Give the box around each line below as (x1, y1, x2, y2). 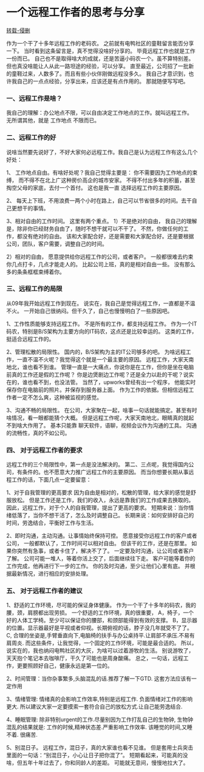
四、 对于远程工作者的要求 (6, 446, 83, 454)
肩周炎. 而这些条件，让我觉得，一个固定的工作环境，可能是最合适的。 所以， (6, 639, 197, 646)
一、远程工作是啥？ (6, 94, 63, 102)
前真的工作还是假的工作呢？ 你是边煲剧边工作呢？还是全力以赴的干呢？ (6, 371, 183, 378)
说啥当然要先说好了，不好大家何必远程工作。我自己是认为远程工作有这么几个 (6, 148, 198, 155)
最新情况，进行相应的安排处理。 (11, 570, 92, 577)
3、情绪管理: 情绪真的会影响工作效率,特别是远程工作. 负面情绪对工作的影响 (6, 696, 193, 703)
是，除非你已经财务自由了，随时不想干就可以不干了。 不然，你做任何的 (6, 225, 183, 232)
